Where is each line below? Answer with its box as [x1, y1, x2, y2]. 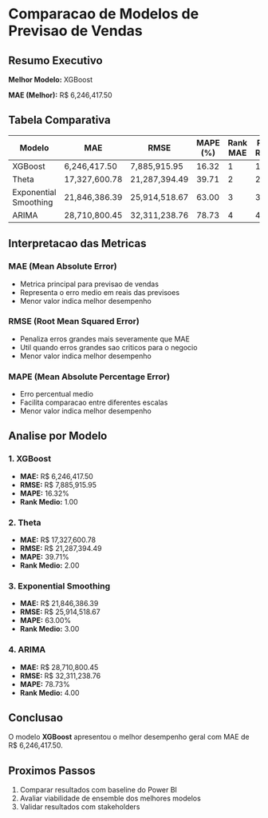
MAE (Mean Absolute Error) [8, 261, 117, 272]
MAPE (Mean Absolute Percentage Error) [8, 371, 170, 382]
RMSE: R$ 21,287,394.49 [19, 544, 102, 553]
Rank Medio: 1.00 [19, 497, 78, 506]
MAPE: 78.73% [19, 679, 70, 688]
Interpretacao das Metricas [8, 237, 147, 250]
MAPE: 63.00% [19, 616, 72, 625]
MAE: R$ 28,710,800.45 [19, 662, 99, 672]
